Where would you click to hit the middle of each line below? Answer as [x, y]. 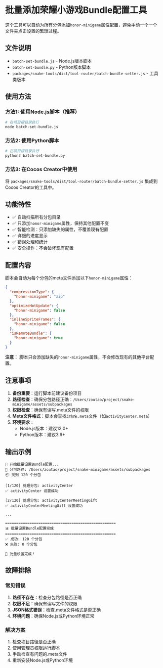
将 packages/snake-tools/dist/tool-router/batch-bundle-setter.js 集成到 [81, 181]
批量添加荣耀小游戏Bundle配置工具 [76, 10]
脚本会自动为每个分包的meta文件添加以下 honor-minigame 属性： [69, 278]
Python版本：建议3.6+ [42, 435]
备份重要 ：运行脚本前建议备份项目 [47, 393]
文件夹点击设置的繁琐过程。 [33, 31]
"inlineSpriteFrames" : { [35, 319]
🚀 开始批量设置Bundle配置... [32, 465]
